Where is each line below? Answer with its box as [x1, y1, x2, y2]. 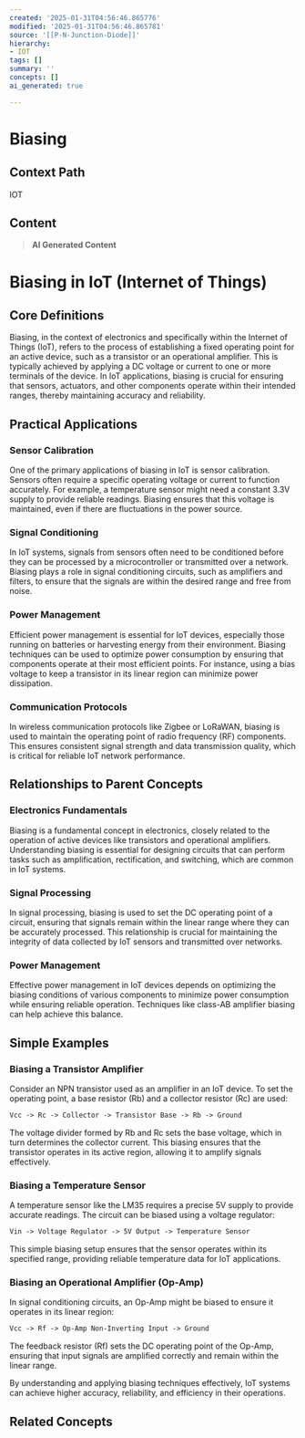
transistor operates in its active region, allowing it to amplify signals [9, 1146, 262, 1157]
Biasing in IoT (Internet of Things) [9, 271, 268, 292]
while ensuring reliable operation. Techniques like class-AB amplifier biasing [9, 999, 296, 1010]
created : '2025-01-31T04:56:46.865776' [9, 13, 161, 23]
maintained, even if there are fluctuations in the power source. [9, 504, 243, 515]
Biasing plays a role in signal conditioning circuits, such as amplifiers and [9, 567, 283, 578]
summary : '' [9, 65, 55, 74]
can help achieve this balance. [9, 1009, 124, 1020]
